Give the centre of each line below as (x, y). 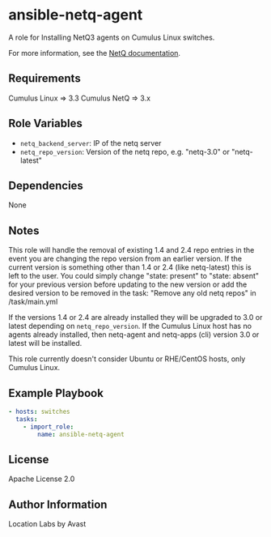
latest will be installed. (45, 343)
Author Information (58, 504)
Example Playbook (56, 393)
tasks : (27, 419)
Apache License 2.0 (42, 479)
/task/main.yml (33, 302)
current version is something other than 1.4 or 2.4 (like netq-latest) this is (130, 267)
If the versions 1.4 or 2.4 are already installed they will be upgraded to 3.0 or (135, 318)
